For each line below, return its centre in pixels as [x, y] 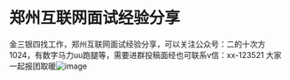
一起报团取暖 [32, 66]
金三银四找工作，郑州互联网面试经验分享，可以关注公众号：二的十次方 [137, 44]
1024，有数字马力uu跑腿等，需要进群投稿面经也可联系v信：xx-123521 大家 [145, 55]
